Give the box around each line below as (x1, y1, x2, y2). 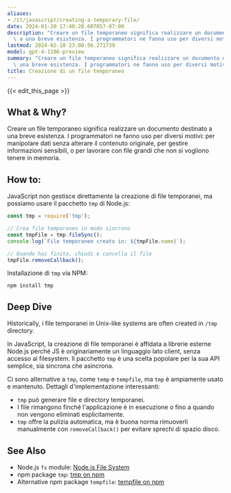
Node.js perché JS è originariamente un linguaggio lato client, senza (7, 347, 201, 355)
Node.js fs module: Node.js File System (16, 463, 130, 471)
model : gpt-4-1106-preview (7, 49, 85, 56)
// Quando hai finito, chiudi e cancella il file (7, 250, 153, 257)
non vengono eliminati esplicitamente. (16, 410, 125, 419)
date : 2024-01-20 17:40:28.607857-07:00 (7, 23, 125, 30)
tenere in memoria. (7, 154, 60, 162)
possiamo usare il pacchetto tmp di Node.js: (7, 199, 131, 208)
